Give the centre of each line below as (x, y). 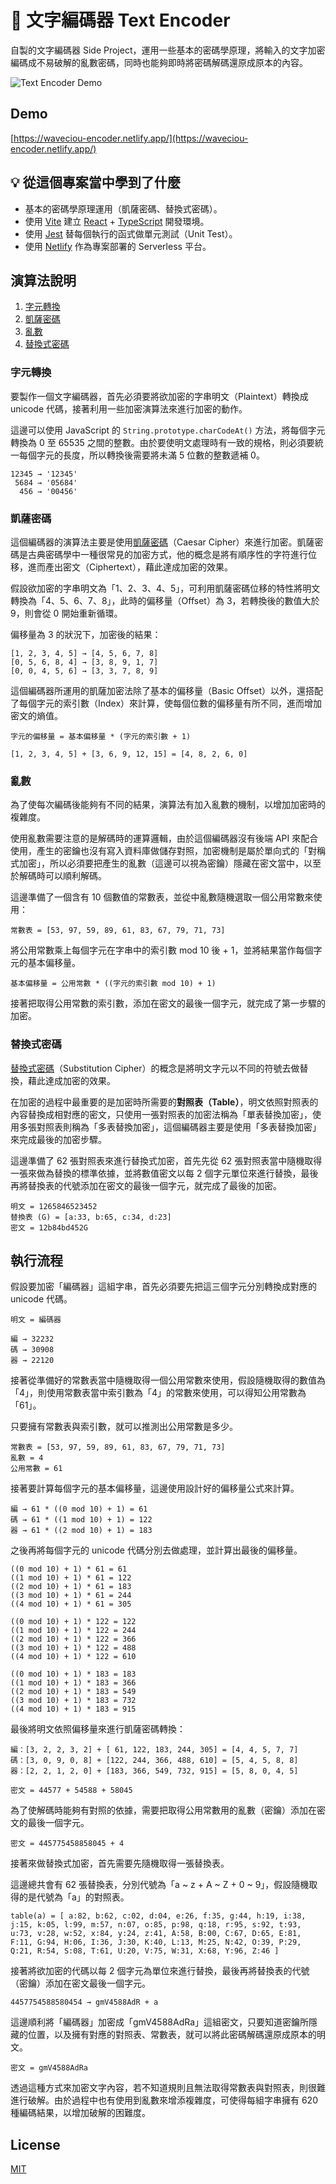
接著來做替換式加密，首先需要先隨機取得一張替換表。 (120, 1863)
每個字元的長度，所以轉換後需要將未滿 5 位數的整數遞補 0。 (141, 455)
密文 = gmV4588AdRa (49, 2068)
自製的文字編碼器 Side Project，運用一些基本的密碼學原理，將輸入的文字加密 (168, 50)
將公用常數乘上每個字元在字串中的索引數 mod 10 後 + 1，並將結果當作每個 (162, 950)
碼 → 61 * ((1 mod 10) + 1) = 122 (81, 1520)
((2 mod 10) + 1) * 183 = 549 (73, 1692)
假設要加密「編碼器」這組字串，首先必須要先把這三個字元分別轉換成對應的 (163, 1287)
